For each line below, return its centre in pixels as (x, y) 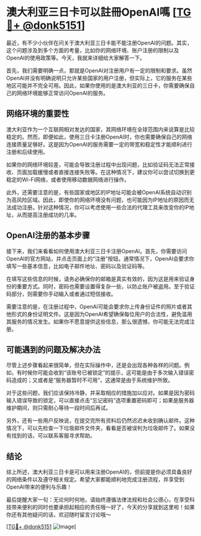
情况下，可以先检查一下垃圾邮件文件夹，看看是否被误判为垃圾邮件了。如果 (98, 428)
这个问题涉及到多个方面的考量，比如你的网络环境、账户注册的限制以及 (93, 50)
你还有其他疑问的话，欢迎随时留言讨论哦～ (59, 515)
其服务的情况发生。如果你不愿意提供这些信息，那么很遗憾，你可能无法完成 (98, 321)
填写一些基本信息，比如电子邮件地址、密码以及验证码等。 (77, 266)
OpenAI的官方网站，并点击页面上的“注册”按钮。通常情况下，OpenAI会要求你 (100, 258)
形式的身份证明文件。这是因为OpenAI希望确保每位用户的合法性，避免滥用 (102, 314)
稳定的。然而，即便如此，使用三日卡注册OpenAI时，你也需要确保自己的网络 (99, 137)
